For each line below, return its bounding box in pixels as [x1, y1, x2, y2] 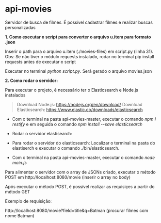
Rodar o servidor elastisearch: [12, 130, 73, 136]
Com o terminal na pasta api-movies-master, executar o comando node [12, 154, 155, 160]
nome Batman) [5, 212, 35, 219]
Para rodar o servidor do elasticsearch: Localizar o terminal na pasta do [12, 140, 155, 146]
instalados [5, 92, 26, 98]
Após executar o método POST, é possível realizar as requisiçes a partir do [5, 183, 155, 190]
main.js [12, 159, 27, 165]
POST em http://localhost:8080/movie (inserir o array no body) [5, 174, 131, 180]
